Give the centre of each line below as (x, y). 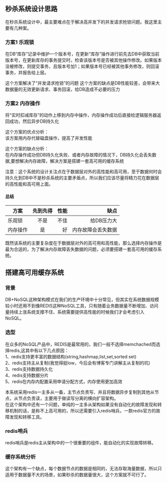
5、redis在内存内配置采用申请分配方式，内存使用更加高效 (64, 381)
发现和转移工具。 (27, 417)
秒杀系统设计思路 (31, 9)
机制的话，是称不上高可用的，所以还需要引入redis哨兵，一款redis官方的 (83, 410)
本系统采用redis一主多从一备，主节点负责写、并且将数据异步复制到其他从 (80, 392)
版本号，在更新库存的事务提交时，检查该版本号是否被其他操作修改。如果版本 (83, 60)
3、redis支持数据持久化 (29, 369)
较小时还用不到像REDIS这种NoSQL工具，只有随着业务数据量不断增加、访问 (82, 306)
